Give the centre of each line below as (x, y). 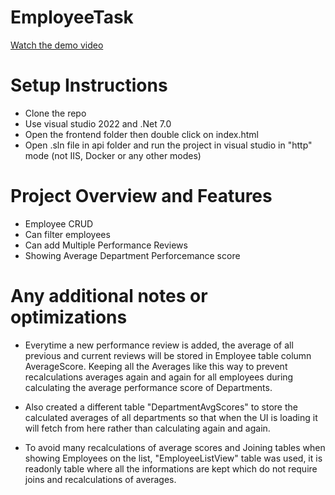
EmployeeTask (72, 17)
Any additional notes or (109, 296)
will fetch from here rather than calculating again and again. (147, 428)
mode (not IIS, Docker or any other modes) (113, 155)
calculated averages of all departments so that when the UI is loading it (171, 417)
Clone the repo (55, 113)
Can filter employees (67, 234)
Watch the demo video (57, 45)
